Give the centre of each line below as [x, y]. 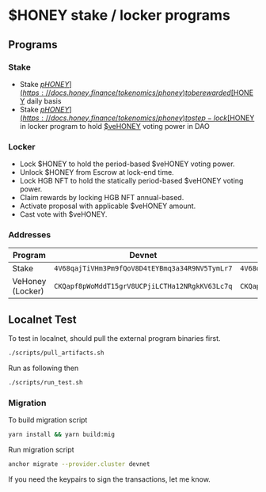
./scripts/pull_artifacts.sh [56, 353]
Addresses [30, 235]
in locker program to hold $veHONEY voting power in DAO [114, 126]
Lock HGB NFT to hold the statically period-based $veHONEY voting [131, 181]
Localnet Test [42, 319]
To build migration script [48, 420]
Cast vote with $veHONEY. [63, 214]
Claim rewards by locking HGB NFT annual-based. [102, 198]
